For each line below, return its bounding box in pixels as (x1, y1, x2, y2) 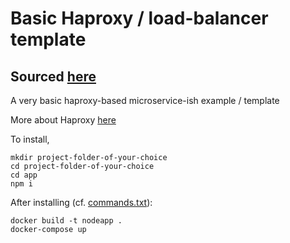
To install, (10, 133, 50, 145)
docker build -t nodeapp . (10, 216, 123, 226)
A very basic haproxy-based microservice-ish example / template (10, 95, 280, 106)
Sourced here (10, 68, 97, 85)
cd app (10, 170, 38, 180)
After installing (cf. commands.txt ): (10, 197, 153, 208)
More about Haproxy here (10, 114, 117, 126)
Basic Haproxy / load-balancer (10, 7, 269, 30)
